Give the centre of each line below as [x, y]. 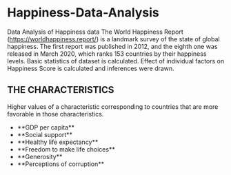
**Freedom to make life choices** [66, 149]
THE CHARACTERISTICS [61, 90]
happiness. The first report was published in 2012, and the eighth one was [112, 46]
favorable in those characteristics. [56, 114]
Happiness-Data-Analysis [83, 13]
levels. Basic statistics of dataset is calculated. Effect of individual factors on [116, 61]
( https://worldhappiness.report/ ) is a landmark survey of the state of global [113, 39]
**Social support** [45, 134]
